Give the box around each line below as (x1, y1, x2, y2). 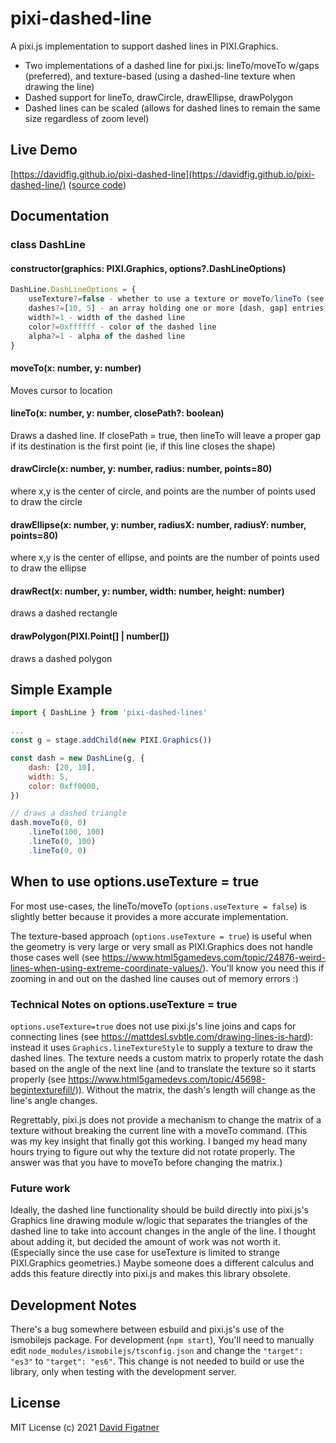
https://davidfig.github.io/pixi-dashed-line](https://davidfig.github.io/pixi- (13, 168, 316, 180)
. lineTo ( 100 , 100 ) (28, 827, 105, 837)
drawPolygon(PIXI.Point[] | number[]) (10, 630, 170, 642)
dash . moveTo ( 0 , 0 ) (10, 818, 87, 828)
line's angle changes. (10, 1094, 98, 1106)
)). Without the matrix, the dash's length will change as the (74, 1083, 316, 1096)
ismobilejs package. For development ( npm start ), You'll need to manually (10, 1334, 315, 1346)
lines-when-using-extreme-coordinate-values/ (10, 962, 203, 974)
